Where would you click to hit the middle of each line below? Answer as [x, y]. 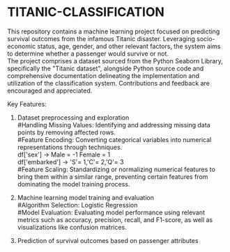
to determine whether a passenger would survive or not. [88, 54]
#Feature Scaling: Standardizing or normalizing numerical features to [116, 169]
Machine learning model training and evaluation [86, 197]
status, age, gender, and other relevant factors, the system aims [129, 46]
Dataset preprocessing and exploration [73, 117]
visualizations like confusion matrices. [72, 227]
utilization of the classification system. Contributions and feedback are [109, 83]
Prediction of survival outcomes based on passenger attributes [108, 240]
